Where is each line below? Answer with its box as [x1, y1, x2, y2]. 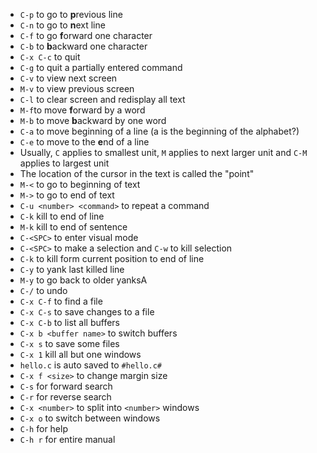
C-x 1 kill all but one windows [19, 349, 142, 360]
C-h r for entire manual [19, 434, 116, 445]
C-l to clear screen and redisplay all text [19, 94, 186, 105]
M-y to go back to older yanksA [19, 274, 148, 286]
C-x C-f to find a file [19, 295, 103, 307]
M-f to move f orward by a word [19, 104, 146, 116]
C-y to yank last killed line [19, 264, 125, 275]
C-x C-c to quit [19, 51, 81, 63]
